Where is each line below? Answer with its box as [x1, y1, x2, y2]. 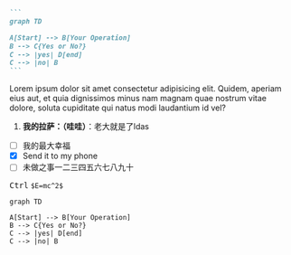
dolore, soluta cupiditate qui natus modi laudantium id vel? [9, 102, 227, 113]
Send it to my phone [22, 150, 98, 162]
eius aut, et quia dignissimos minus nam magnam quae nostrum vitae [9, 93, 267, 104]
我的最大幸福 [22, 140, 70, 151]
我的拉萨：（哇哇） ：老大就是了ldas [22, 121, 150, 132]
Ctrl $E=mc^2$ [9, 181, 63, 191]
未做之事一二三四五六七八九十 [22, 162, 134, 173]
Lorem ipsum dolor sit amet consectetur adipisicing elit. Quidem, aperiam [9, 83, 282, 94]
